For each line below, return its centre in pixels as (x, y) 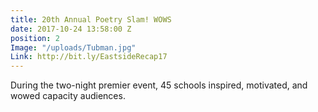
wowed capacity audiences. (68, 96)
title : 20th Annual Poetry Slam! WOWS (91, 19)
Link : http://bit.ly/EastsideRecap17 (89, 57)
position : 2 (35, 38)
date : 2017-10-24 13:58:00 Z (71, 29)
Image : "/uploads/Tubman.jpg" (73, 47)
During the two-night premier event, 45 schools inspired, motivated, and (159, 85)
